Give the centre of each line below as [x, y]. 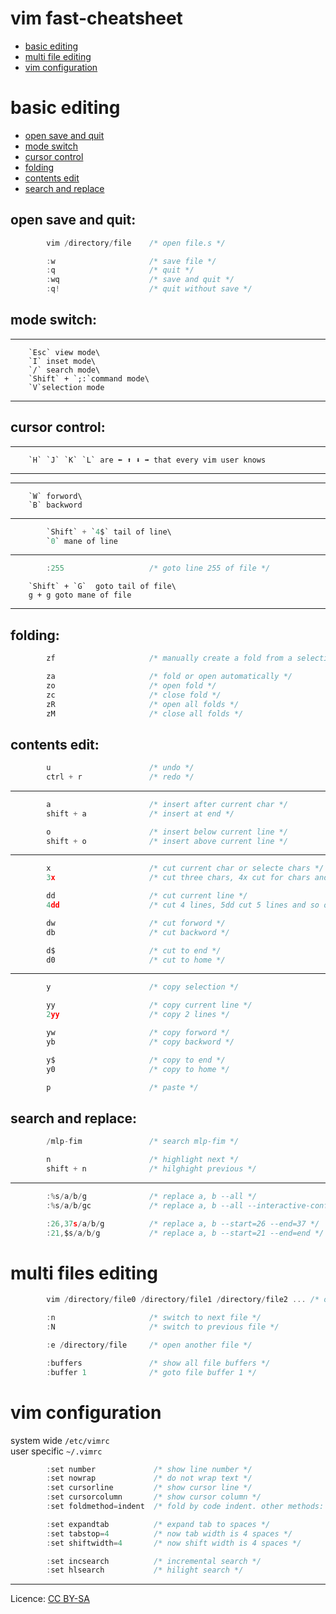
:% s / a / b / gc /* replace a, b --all [145, 1205]
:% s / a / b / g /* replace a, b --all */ [151, 1196]
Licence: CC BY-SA [50, 1599]
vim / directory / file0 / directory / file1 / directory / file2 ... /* [183, 1300]
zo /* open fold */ [131, 685]
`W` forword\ [55, 496]
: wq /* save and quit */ [140, 280]
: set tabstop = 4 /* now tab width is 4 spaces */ [169, 1533]
